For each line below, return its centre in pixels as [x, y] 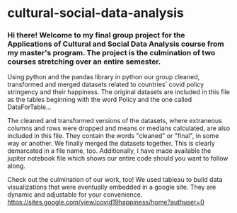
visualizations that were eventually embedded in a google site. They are [112, 187]
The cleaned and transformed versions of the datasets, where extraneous [115, 121]
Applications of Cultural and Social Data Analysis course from [116, 44]
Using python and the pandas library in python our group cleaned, [104, 77]
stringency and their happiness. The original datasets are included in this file [118, 92]
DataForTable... [29, 107]
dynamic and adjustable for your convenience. [75, 195]
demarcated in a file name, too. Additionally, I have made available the [109, 151]
